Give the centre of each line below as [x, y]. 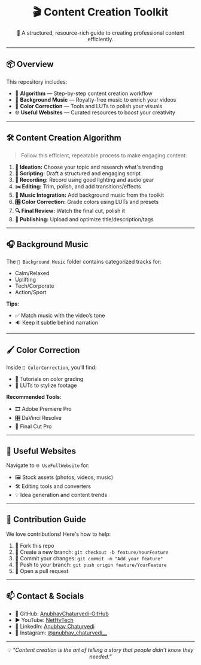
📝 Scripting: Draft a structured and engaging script [78, 173]
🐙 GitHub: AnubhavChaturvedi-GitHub [62, 614]
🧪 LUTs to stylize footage [46, 385]
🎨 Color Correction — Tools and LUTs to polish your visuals [89, 106]
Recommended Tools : [34, 397]
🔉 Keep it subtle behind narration [57, 323]
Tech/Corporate [35, 286]
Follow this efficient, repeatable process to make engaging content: [104, 155]
